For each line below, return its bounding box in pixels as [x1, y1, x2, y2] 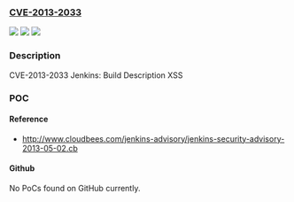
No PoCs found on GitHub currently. [9, 183, 141, 193]
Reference [9, 113, 49, 125]
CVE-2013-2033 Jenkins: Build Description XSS [9, 69, 183, 81]
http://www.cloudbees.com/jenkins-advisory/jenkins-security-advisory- [21, 133, 285, 144]
